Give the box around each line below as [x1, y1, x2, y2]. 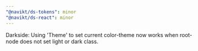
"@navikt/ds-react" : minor [5, 15, 74, 21]
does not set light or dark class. [19, 38, 99, 45]
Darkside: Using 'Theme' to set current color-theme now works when [5, 31, 179, 38]
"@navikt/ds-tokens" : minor [5, 8, 77, 15]
